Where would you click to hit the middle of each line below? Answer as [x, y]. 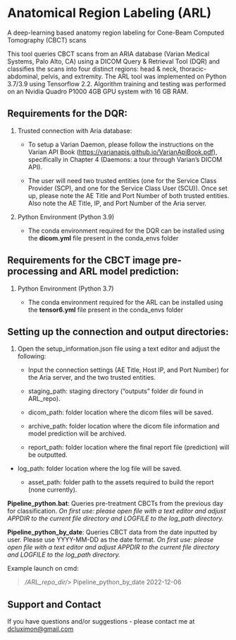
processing [33, 271]
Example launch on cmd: [43, 569]
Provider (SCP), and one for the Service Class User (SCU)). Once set [128, 188]
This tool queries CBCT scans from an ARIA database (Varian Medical [108, 54]
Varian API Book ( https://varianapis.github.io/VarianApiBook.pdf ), [123, 152]
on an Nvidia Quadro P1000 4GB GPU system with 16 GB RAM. [98, 91]
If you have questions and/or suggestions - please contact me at [101, 622]
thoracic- [193, 69]
